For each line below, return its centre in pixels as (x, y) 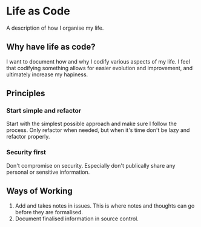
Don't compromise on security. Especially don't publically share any (91, 165)
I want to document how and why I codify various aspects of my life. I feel (98, 61)
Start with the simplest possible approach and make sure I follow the (92, 124)
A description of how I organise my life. (55, 28)
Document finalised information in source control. (77, 219)
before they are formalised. (49, 212)
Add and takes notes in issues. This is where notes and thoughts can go (105, 206)
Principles (26, 94)
